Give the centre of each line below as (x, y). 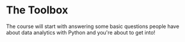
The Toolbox (37, 10)
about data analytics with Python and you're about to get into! (81, 32)
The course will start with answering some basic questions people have (93, 26)
